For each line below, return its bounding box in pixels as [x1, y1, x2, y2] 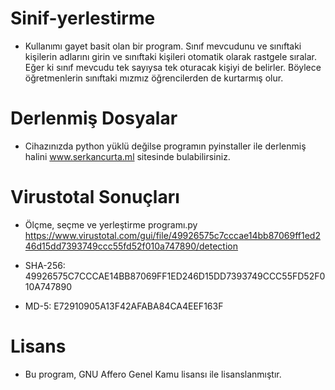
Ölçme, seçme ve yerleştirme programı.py [24, 218, 198, 231]
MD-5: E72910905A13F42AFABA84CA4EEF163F [24, 300, 224, 312]
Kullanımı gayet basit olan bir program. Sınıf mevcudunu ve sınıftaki [24, 40, 302, 52]
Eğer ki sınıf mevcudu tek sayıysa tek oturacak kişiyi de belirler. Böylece [24, 61, 322, 73]
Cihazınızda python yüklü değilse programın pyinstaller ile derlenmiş [24, 140, 307, 152]
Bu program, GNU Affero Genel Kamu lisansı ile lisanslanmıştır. [24, 368, 282, 380]
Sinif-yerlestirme [10, 7, 156, 30]
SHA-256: [24, 259, 66, 271]
